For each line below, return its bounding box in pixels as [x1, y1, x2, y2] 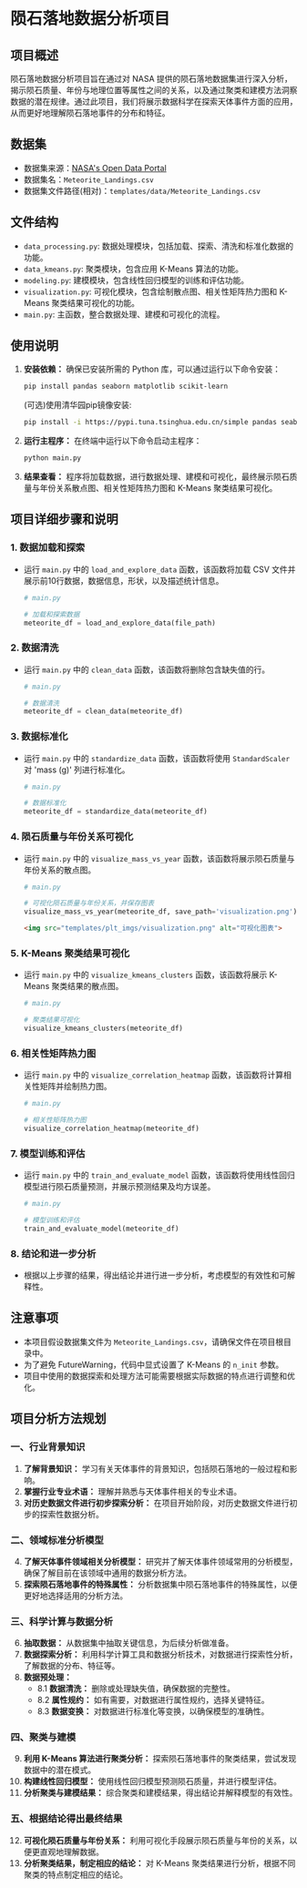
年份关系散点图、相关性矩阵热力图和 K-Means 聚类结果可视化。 [39, 483, 278, 494]
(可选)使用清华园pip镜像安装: [23, 400, 132, 411]
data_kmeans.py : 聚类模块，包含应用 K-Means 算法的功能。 [23, 263, 244, 274]
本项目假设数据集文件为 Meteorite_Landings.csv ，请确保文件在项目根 [23, 1336, 284, 1347]
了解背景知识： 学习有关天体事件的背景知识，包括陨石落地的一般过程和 [23, 1463, 290, 1474]
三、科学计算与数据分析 [10, 1615, 113, 1628]
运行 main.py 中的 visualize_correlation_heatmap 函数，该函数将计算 [23, 1069, 284, 1080]
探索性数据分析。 [39, 1508, 104, 1519]
